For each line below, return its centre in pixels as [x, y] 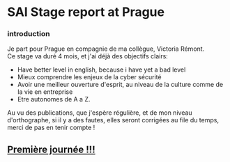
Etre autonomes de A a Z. [54, 99]
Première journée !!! [51, 149]
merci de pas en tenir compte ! [51, 128]
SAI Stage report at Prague [86, 12]
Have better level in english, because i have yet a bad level [101, 70]
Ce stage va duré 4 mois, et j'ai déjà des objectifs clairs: [88, 56]
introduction [29, 34]
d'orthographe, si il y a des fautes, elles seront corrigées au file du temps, [113, 120]
